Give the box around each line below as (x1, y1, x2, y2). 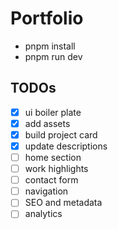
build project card (24, 128, 98, 141)
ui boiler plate (24, 106, 82, 118)
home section (24, 152, 82, 163)
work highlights (24, 163, 89, 175)
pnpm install (24, 40, 76, 52)
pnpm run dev (24, 50, 83, 62)
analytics (24, 208, 63, 220)
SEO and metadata (24, 197, 103, 209)
